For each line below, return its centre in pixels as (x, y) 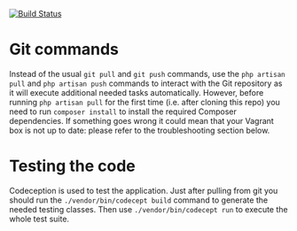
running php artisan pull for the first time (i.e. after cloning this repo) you (145, 102)
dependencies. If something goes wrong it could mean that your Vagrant (142, 120)
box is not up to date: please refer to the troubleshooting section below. (140, 130)
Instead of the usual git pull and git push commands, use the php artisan (147, 73)
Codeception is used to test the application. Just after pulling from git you (144, 190)
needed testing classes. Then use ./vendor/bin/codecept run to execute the (148, 209)
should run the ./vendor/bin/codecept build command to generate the (139, 200)
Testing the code (72, 166)
